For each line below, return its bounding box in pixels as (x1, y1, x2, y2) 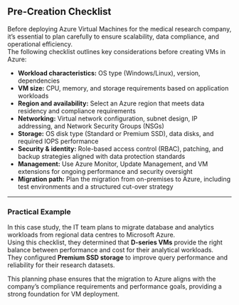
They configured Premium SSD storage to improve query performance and (7, 253, 228, 262)
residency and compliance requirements (17, 106, 137, 115)
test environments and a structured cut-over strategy (17, 182, 174, 191)
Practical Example (7, 207, 71, 217)
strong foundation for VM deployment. (7, 290, 119, 299)
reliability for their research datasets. (7, 261, 115, 269)
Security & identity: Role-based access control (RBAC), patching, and (17, 144, 224, 152)
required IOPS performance (17, 137, 99, 145)
